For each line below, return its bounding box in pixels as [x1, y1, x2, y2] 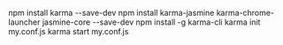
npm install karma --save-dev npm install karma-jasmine [8, 8, 215, 18]
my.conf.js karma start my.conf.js [8, 26, 129, 36]
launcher [8, 17, 41, 27]
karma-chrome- [216, 8, 275, 18]
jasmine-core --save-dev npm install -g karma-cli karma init [42, 17, 261, 27]
